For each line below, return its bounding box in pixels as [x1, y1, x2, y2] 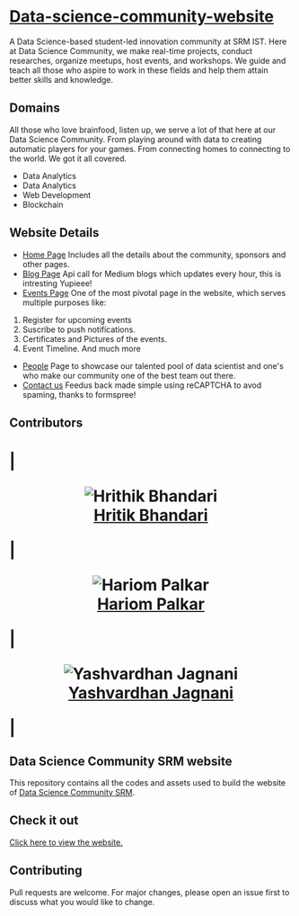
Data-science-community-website [9, 6, 274, 27]
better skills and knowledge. [9, 74, 114, 85]
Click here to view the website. [9, 837, 123, 848]
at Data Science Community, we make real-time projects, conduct [9, 45, 253, 56]
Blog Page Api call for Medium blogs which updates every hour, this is [22, 268, 282, 279]
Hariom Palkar [97, 594, 205, 615]
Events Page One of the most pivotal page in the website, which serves [22, 287, 286, 298]
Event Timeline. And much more [22, 343, 141, 354]
